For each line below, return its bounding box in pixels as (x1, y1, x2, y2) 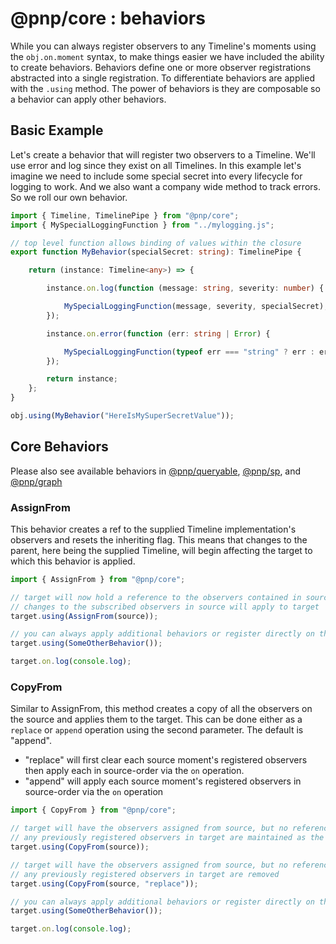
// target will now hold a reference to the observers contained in (10, 592, 302, 602)
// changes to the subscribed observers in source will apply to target (10, 602, 320, 612)
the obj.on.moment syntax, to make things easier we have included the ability (10, 50, 325, 62)
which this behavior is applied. (10, 555, 136, 567)
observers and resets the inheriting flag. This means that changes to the (10, 533, 308, 546)
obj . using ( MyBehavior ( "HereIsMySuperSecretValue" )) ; (10, 411, 235, 421)
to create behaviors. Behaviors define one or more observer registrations (10, 61, 312, 73)
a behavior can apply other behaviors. (10, 93, 167, 105)
